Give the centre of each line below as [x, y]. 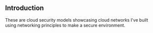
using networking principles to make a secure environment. [65, 25]
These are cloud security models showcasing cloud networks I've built [77, 20]
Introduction [25, 8]
